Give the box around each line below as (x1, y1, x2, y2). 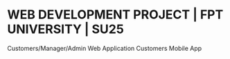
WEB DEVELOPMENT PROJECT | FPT (7, 7, 224, 23)
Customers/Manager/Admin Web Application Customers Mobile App (7, 44, 202, 52)
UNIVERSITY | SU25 (7, 21, 125, 37)
